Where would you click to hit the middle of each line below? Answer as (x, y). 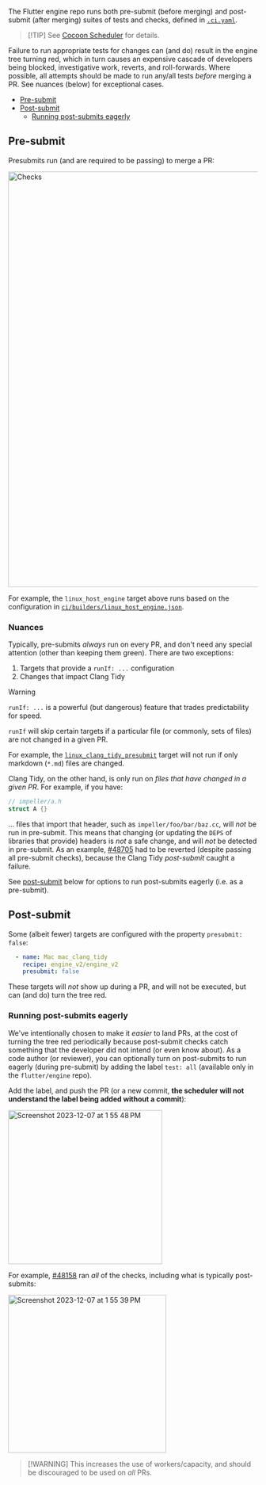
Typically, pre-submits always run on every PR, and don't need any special (130, 644)
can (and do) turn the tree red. (58, 995)
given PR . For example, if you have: (66, 787)
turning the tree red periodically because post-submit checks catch (118, 1041)
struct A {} (28, 809)
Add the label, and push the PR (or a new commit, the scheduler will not (126, 1090)
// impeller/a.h (35, 802)
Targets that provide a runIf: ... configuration (97, 668)
